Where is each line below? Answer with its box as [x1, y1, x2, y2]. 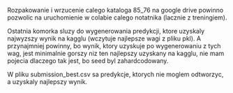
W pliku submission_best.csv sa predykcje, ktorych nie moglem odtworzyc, [7, 70, 224, 78]
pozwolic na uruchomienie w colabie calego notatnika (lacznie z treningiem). [7, 13, 227, 22]
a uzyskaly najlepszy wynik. [7, 78, 88, 86]
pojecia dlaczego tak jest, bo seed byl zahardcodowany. [7, 57, 169, 65]
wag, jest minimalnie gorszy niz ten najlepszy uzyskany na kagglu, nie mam [7, 49, 225, 57]
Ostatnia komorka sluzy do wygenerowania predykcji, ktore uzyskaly [7, 27, 204, 35]
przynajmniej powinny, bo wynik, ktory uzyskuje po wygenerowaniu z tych [7, 42, 221, 50]
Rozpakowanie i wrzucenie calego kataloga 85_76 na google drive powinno [7, 6, 224, 14]
